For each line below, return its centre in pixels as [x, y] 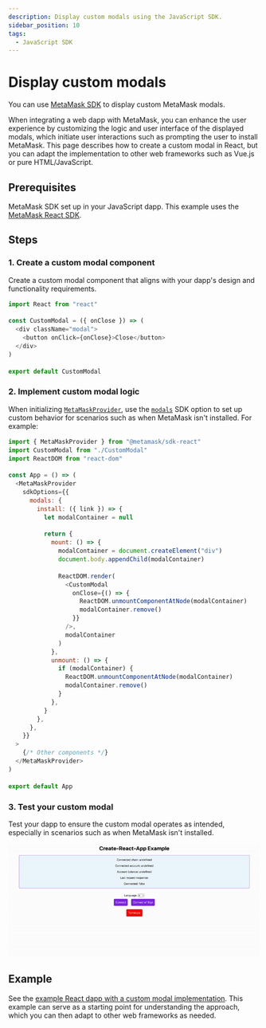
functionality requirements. [53, 288]
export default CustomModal [55, 371]
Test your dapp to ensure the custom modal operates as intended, [117, 824]
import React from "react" [53, 304]
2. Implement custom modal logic [74, 392]
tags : [17, 33]
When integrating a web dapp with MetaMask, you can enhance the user [127, 120]
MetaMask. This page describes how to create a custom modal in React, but [133, 145]
